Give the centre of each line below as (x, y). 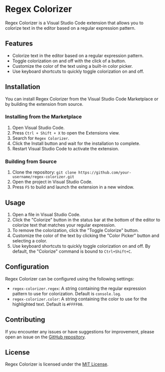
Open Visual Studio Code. (38, 128)
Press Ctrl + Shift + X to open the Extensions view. (66, 133)
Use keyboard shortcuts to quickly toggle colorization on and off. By (81, 246)
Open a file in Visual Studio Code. (46, 214)
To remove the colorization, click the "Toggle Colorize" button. (76, 230)
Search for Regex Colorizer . (41, 138)
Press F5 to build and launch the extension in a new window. (73, 187)
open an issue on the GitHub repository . (46, 337)
